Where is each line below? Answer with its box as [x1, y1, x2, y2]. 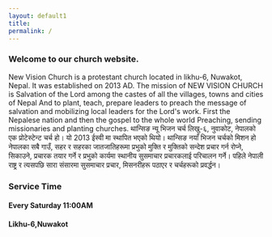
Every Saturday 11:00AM [8, 201, 93, 210]
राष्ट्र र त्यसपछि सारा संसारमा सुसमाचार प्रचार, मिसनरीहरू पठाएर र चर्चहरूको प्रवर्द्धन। [8, 159, 221, 170]
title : [8, 19, 31, 28]
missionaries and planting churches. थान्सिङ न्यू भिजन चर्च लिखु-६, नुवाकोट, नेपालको [8, 123, 257, 133]
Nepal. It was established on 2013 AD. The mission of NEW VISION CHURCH [8, 80, 263, 90]
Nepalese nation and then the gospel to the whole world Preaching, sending [8, 115, 261, 125]
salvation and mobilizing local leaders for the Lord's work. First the [8, 106, 231, 116]
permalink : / [8, 27, 53, 35]
